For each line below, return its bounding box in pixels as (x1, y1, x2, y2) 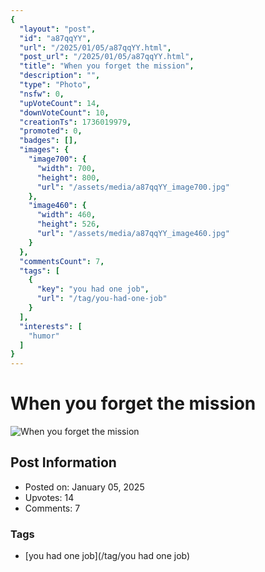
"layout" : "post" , (19, 24, 97, 34)
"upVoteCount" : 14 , (19, 98, 101, 108)
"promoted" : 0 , (19, 126, 83, 136)
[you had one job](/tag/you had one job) (24, 550, 191, 562)
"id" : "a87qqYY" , (19, 33, 92, 43)
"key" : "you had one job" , (36, 284, 150, 295)
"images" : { (19, 145, 70, 155)
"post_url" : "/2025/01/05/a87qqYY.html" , (19, 52, 195, 62)
